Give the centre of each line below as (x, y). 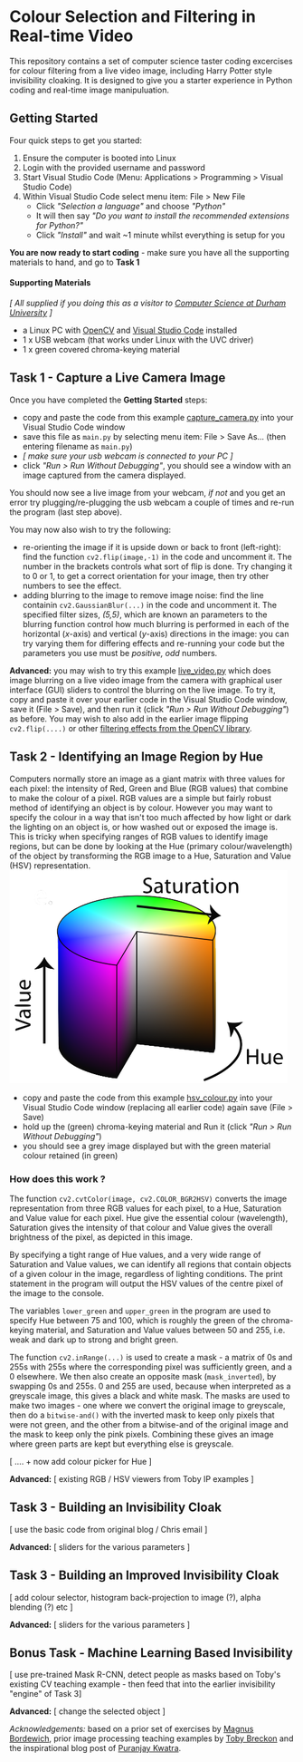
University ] (31, 312)
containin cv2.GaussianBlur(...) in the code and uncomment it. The (150, 605)
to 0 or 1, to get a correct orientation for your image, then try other (146, 576)
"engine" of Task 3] (46, 1694)
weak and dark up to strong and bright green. (94, 1340)
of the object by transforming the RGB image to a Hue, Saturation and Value (150, 856)
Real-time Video (71, 36)
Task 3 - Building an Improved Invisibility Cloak (144, 1576)
